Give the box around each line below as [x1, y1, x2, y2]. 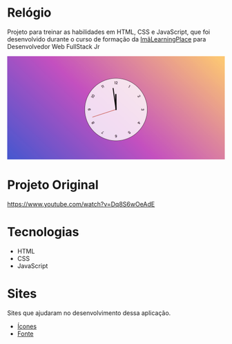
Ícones [17, 322, 37, 330]
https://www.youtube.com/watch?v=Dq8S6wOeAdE [7, 200, 155, 209]
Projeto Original [7, 178, 99, 193]
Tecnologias [7, 224, 79, 240]
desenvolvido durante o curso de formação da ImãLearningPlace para [7, 35, 206, 43]
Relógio [7, 5, 52, 21]
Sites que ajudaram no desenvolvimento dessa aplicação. [7, 309, 171, 317]
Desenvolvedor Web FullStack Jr [7, 42, 100, 50]
